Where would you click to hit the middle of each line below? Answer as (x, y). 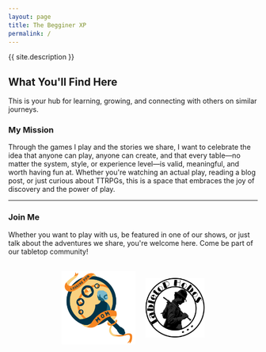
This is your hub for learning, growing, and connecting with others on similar (133, 101)
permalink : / (30, 33)
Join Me (24, 217)
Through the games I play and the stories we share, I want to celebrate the (129, 147)
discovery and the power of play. (62, 189)
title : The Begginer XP (47, 25)
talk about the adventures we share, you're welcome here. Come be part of (131, 243)
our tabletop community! (48, 251)
